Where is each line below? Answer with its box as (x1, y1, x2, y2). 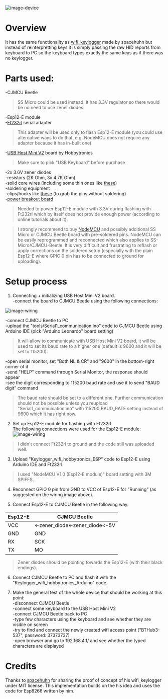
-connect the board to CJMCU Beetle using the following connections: (12, 297, 158, 304)
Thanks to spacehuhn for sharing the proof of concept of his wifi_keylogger (5, 677, 162, 683)
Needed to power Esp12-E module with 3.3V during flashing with (17, 205, 151, 211)
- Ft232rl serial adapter (5, 119, 52, 125)
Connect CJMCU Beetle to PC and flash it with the (12, 574, 116, 580)
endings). (17, 564, 38, 571)
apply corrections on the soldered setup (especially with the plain (17, 247, 153, 254)
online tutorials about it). (17, 216, 68, 222)
